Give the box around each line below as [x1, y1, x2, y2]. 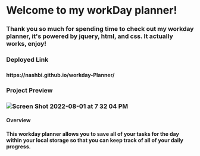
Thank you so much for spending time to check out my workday [6, 25, 194, 33]
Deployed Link [6, 56, 49, 64]
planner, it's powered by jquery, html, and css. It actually [6, 32, 174, 40]
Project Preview [6, 86, 53, 94]
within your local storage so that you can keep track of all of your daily [6, 136, 183, 144]
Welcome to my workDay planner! [6, 4, 177, 17]
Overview [6, 117, 31, 124]
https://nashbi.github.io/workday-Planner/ [6, 71, 115, 78]
